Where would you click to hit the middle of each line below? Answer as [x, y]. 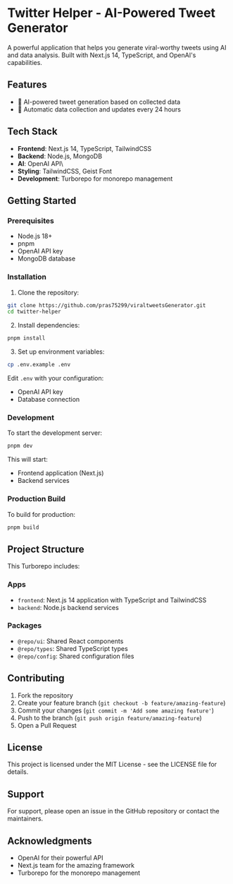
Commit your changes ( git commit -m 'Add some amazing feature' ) [116, 710]
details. [18, 772]
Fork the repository [45, 695]
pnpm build [23, 527]
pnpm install [26, 338]
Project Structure [46, 549]
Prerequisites [31, 220]
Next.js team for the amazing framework [76, 866]
